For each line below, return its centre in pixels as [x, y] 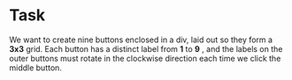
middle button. [35, 68]
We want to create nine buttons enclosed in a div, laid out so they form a [141, 40]
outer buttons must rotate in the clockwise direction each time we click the [145, 58]
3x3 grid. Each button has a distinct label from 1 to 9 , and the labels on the [146, 48]
